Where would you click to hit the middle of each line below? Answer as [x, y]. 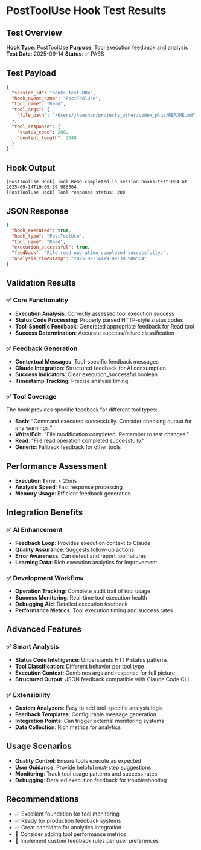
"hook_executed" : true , [41, 230]
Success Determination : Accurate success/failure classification [95, 333]
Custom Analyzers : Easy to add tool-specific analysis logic [89, 708]
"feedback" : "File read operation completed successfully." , [90, 253]
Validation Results [41, 283]
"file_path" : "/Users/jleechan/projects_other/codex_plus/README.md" [107, 116]
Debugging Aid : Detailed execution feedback [71, 604]
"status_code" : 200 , [43, 132]
